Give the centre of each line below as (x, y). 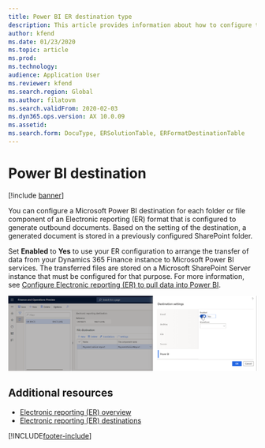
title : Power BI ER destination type (70, 17)
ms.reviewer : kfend (40, 83)
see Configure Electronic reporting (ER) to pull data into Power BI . (114, 284)
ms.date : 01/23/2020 (42, 42)
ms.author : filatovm (42, 100)
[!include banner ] (36, 195)
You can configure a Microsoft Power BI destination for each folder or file (127, 210)
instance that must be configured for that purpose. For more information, (126, 276)
